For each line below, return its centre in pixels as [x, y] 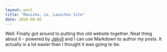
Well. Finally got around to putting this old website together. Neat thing [79, 34]
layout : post [19, 10]
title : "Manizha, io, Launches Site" [45, 15]
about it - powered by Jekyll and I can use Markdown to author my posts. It [83, 39]
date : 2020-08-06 [24, 19]
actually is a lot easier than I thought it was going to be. [63, 44]
